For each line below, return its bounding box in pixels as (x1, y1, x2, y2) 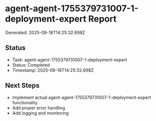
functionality (12, 99, 38, 105)
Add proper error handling (12, 105, 65, 111)
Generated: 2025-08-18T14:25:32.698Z (5, 29, 85, 35)
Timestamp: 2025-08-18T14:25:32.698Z (12, 67, 94, 73)
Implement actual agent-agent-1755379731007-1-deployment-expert (12, 94, 151, 100)
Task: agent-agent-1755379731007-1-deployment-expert (12, 57, 128, 63)
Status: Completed (12, 62, 50, 68)
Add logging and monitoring (12, 110, 69, 116)
